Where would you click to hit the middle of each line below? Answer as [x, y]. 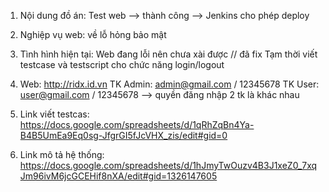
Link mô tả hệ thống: [62, 154]
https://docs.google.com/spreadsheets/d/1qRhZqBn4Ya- [137, 124]
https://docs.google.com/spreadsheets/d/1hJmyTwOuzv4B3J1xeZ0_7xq [168, 165]
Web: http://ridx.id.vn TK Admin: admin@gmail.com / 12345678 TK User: [169, 84]
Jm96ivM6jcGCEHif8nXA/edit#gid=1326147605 [118, 176]
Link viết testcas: [54, 114]
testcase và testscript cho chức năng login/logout [122, 64]
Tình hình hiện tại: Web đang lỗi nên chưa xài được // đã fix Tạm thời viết [168, 54]
